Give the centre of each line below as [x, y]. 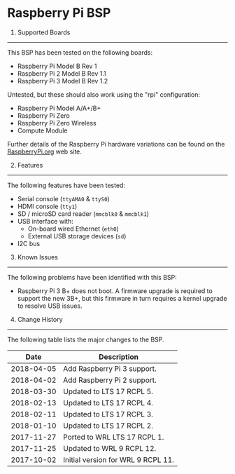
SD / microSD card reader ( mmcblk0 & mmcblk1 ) [83, 214]
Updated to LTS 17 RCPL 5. [108, 391]
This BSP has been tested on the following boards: [80, 52]
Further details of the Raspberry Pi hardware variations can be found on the [116, 144]
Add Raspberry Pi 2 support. [110, 380]
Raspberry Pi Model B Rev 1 [57, 66]
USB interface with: [45, 221]
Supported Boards [44, 32]
